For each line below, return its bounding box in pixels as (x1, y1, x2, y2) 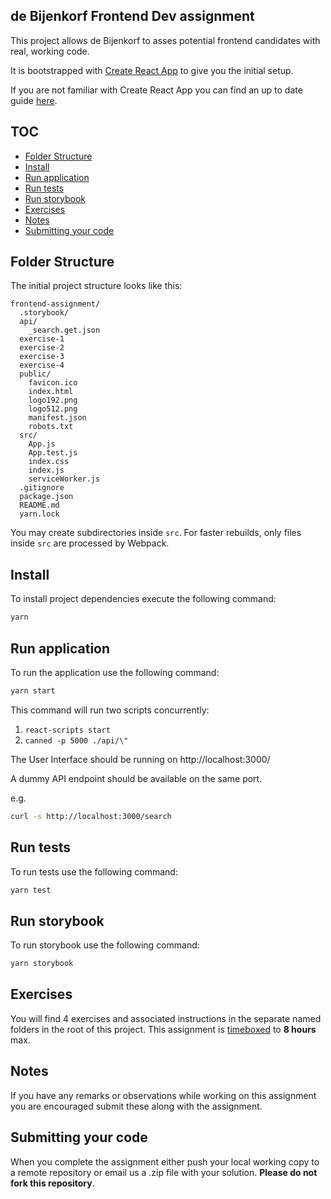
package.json (19, 492, 74, 502)
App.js (28, 439, 56, 449)
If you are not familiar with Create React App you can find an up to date (10, 84, 303, 96)
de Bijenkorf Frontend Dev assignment (10, 8, 255, 25)
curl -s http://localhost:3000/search (10, 811, 172, 821)
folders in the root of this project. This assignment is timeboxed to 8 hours (10, 1023, 317, 1035)
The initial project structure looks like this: (10, 280, 183, 292)
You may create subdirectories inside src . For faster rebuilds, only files (10, 527, 302, 539)
